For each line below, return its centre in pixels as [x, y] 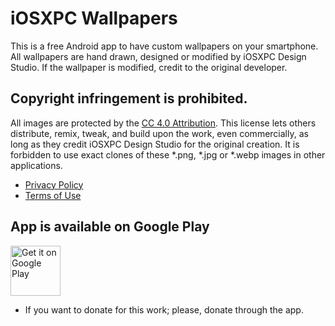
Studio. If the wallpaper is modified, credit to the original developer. [149, 67]
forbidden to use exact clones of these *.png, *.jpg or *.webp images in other [168, 154]
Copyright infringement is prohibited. [129, 98]
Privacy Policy [54, 184]
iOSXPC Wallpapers [94, 18]
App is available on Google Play [110, 227]
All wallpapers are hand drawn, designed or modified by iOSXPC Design [158, 56]
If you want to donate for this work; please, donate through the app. [164, 309]
